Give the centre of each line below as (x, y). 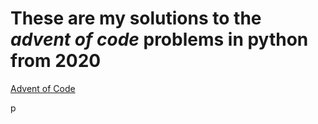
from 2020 (56, 61)
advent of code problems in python (159, 39)
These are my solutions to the (136, 18)
